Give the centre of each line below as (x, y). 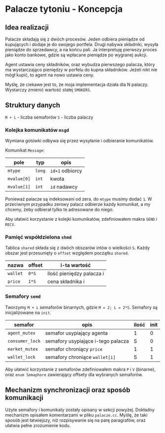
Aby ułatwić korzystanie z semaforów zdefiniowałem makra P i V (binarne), (81, 369)
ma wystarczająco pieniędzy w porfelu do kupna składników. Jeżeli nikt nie (81, 70)
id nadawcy (64, 187)
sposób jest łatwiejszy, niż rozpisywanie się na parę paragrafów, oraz (76, 420)
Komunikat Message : (25, 150)
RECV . (10, 224)
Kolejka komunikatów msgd (37, 130)
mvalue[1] (19, 187)
